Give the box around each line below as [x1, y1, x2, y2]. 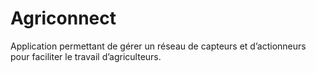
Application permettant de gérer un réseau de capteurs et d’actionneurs [10, 40, 307, 52]
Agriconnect [10, 7, 117, 30]
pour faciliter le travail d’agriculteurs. [10, 50, 162, 62]
